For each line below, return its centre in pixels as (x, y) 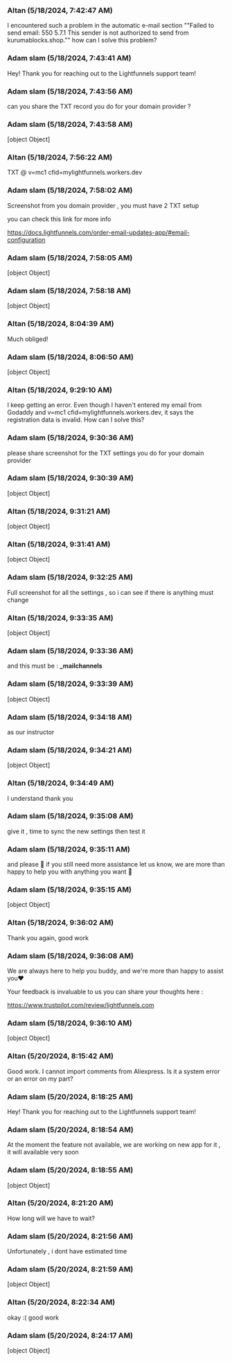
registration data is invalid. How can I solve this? (76, 420)
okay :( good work (33, 1317)
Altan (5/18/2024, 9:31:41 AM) (59, 544)
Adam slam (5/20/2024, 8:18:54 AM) (70, 1129)
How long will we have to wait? (51, 1218)
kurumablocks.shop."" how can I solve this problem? (82, 40)
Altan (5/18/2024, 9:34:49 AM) (61, 783)
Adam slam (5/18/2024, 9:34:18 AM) (70, 717)
